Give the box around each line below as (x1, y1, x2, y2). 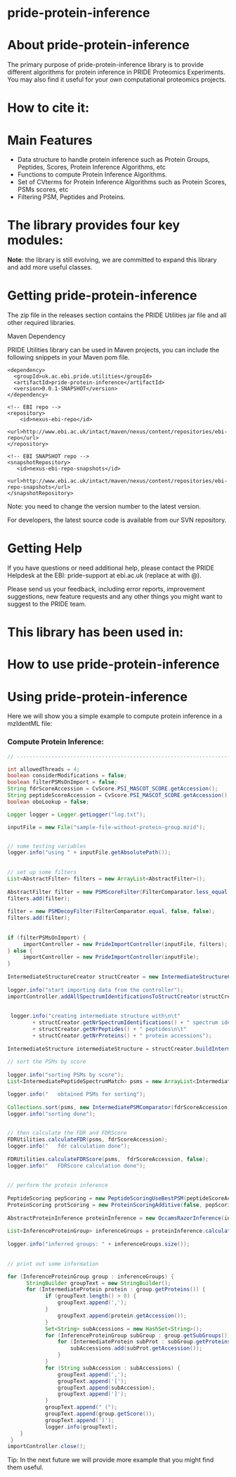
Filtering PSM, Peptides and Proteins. (17, 193, 126, 201)
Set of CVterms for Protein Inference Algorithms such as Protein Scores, (17, 178, 227, 186)
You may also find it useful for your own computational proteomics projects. (7, 75, 227, 84)
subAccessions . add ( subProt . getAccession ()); (70, 1345, 202, 1352)
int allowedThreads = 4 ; (7, 765, 80, 773)
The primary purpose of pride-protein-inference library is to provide (7, 60, 204, 69)
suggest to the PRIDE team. (7, 600, 86, 608)
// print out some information (7, 1260, 99, 1267)
